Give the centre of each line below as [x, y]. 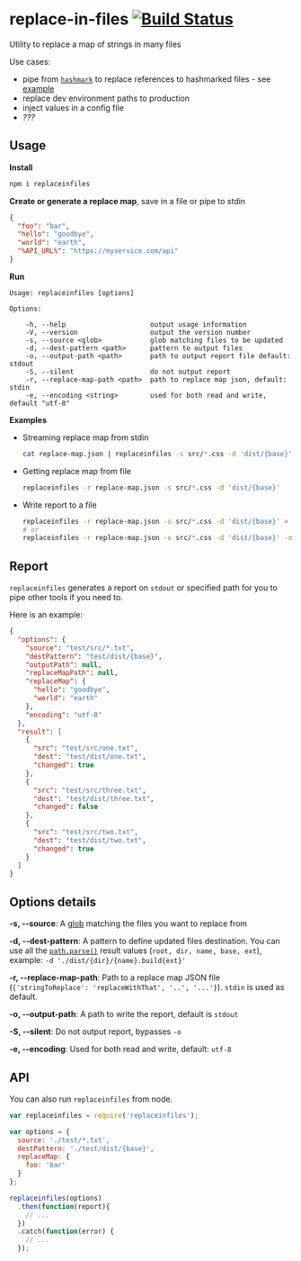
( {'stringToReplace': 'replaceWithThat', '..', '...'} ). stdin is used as [147, 987]
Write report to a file [59, 505]
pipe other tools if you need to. [66, 598]
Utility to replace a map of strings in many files [95, 44]
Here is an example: [46, 615]
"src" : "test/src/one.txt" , [86, 748]
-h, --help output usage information [136, 324]
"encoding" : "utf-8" [64, 715]
